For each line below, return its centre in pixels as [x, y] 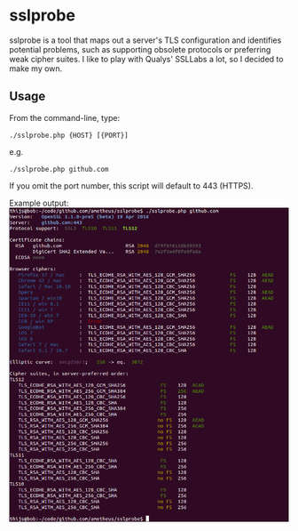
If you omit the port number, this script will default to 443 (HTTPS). [131, 185]
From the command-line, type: [65, 117]
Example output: [39, 203]
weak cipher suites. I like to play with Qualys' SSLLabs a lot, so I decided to [146, 59]
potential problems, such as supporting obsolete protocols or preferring [140, 49]
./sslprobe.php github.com [59, 169]
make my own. [36, 68]
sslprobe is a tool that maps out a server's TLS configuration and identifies [145, 40]
